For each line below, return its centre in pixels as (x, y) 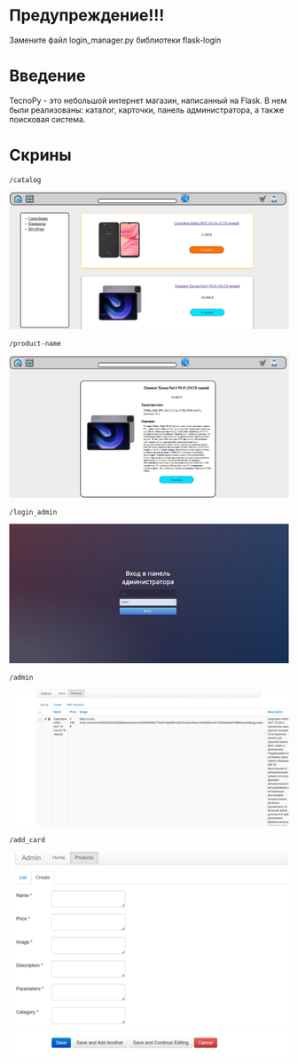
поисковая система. (47, 119)
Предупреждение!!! (87, 16)
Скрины (41, 155)
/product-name (35, 343)
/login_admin (33, 512)
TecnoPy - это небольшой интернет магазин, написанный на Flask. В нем (148, 100)
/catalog (25, 180)
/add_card (27, 840)
